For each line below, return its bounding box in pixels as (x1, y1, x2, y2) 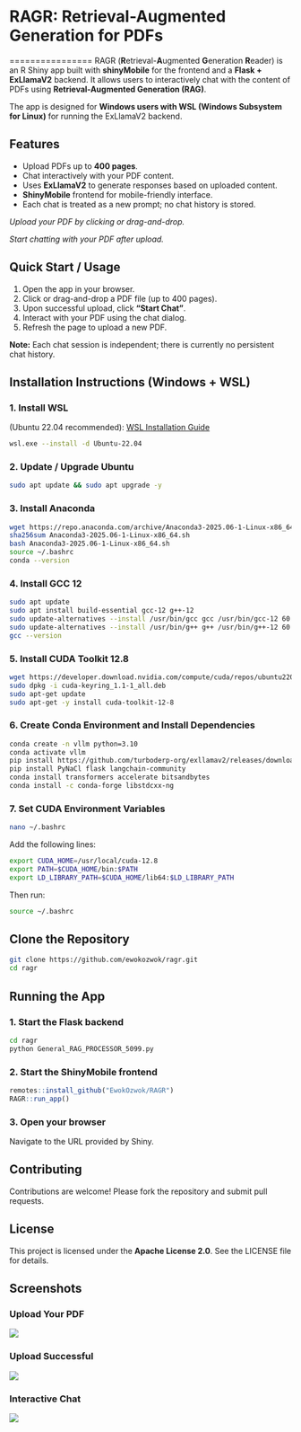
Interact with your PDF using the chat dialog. (21, 312, 187, 323)
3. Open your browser (9, 1116, 106, 1128)
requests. (9, 1195, 45, 1206)
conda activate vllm (9, 747, 87, 756)
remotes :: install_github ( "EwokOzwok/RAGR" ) (9, 1085, 175, 1095)
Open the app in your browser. (21, 283, 135, 294)
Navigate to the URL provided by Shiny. (9, 1136, 154, 1146)
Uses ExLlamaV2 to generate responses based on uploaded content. (21, 180, 278, 190)
